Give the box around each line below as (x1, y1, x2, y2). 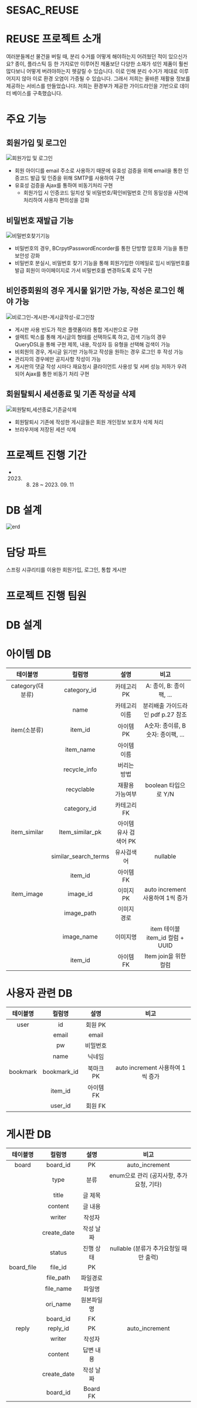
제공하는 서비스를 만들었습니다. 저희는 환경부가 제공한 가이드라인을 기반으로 (6, 82, 179, 90)
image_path (64, 908, 97, 917)
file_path (46, 1273, 70, 1281)
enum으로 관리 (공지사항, (109, 1171, 175, 1179)
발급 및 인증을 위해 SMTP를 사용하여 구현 (30, 174, 125, 181)
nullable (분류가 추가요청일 (109, 1244, 181, 1252)
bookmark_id (42, 1067, 79, 1076)
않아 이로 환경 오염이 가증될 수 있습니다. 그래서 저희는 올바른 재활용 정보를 (21, 75, 191, 82)
